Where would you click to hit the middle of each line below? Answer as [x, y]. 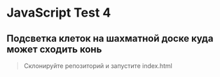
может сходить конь [54, 49]
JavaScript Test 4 [59, 13]
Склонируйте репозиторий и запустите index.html [98, 66]
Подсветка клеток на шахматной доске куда [110, 38]
